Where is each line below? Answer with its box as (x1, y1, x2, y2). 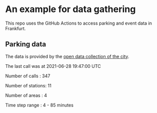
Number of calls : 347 (5, 73, 50, 79)
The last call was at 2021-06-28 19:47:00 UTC (5, 63, 101, 69)
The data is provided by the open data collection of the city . (5, 53, 130, 59)
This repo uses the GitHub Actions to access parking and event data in (5, 20, 152, 26)
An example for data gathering (5, 4, 136, 15)
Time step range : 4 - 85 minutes (5, 102, 74, 108)
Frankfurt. (5, 25, 26, 31)
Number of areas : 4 (5, 92, 47, 98)
